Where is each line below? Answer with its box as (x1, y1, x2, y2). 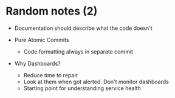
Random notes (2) (5, 4, 98, 18)
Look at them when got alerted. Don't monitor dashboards (23, 78, 170, 85)
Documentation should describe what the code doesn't (14, 24, 153, 32)
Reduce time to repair (23, 71, 78, 79)
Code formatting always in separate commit (23, 47, 133, 55)
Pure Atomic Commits (14, 36, 69, 43)
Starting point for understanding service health (23, 84, 141, 92)
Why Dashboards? (14, 60, 61, 67)
